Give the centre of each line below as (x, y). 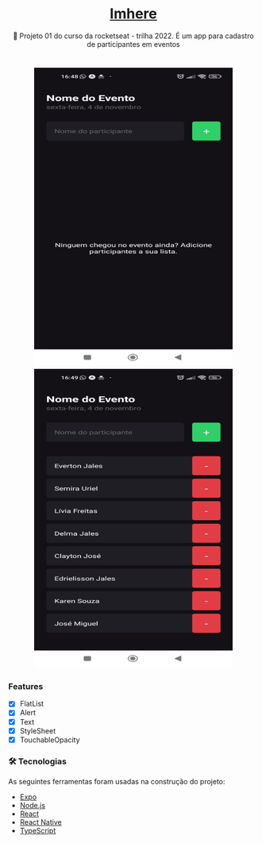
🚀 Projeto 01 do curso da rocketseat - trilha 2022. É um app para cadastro (133, 36)
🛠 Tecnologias (38, 761)
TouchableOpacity (50, 740)
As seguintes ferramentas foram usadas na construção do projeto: (117, 782)
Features (26, 687)
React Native (40, 822)
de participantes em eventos (133, 44)
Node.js (33, 806)
